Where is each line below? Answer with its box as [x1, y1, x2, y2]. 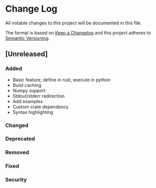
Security [5, 176, 27, 183]
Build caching [12, 82, 42, 88]
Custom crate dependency [12, 104, 69, 110]
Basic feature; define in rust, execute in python [12, 77, 111, 83]
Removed [5, 149, 29, 156]
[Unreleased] [5, 50, 48, 58]
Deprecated [5, 135, 36, 142]
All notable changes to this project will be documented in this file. [5, 20, 142, 26]
